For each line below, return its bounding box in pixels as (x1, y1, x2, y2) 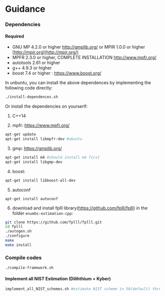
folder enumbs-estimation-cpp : (12, 210, 73, 216)
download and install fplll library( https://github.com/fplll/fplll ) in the (12, 205, 148, 211)
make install (5, 242, 32, 247)
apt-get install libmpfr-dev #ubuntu (5, 137, 82, 142)
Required (5, 33, 25, 39)
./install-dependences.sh (5, 94, 58, 99)
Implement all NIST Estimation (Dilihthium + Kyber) (5, 275, 111, 281)
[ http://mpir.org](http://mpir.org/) (12, 49, 79, 55)
